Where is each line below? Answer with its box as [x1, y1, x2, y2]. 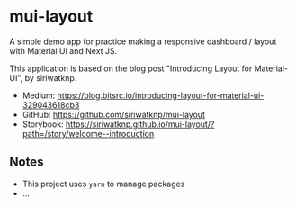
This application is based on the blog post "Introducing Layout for [9, 63, 253, 74]
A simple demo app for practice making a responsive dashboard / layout [9, 36, 277, 47]
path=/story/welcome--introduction [22, 128, 155, 139]
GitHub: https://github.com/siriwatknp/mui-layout [22, 109, 205, 120]
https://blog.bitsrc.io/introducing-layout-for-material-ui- [57, 90, 265, 101]
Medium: [22, 90, 56, 101]
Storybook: [22, 119, 65, 130]
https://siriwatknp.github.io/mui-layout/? [66, 119, 215, 130]
